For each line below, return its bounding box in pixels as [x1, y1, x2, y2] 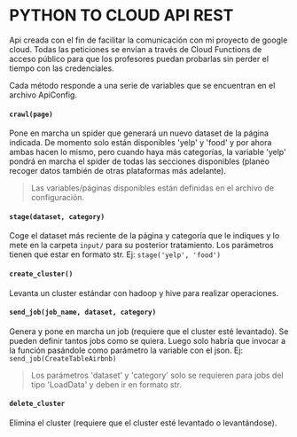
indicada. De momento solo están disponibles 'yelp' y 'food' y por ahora [9, 137, 272, 148]
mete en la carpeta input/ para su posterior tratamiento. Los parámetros [9, 240, 274, 251]
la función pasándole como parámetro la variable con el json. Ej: [9, 345, 244, 355]
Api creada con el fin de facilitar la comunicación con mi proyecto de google [9, 35, 288, 45]
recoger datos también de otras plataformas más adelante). [9, 166, 226, 176]
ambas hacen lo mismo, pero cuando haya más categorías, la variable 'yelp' [9, 147, 286, 158]
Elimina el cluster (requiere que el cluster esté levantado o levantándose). [9, 417, 277, 428]
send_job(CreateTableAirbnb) [9, 354, 117, 363]
